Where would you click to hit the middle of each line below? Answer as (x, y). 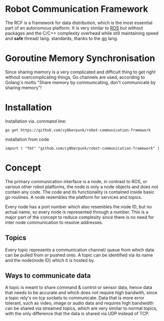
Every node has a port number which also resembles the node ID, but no (79, 207)
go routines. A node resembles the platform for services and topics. (74, 197)
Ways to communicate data (48, 275)
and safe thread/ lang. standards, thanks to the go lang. (62, 38)
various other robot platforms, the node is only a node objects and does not (82, 187)
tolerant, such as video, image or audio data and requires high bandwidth (79, 303)
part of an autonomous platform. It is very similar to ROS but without (74, 28)
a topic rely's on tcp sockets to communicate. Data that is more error (75, 298)
